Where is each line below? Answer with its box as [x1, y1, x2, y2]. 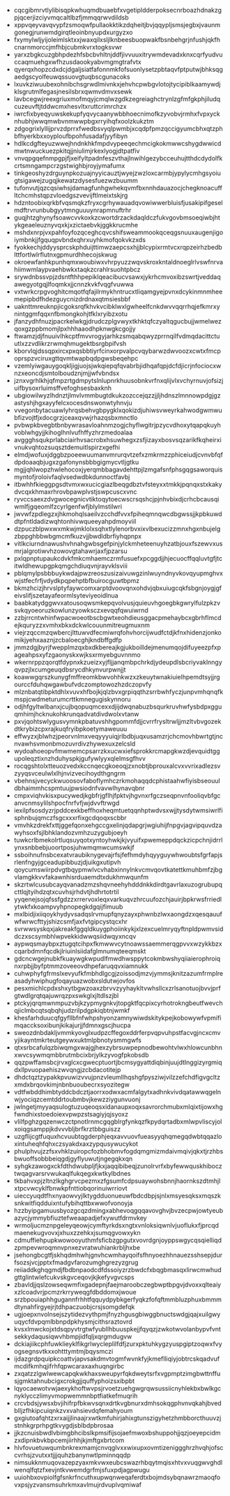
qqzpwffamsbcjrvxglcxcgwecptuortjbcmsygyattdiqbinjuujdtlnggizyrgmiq [13, 1058, 222, 1066]
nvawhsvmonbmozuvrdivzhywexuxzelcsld [13, 739, 136, 748]
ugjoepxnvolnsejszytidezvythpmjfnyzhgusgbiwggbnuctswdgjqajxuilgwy [13, 1310, 221, 1318]
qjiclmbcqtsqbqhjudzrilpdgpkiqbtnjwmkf [13, 1006, 130, 1014]
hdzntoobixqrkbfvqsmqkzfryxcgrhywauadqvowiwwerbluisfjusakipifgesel [13, 199, 223, 206]
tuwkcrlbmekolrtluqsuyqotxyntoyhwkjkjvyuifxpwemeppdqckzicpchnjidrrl [13, 836, 223, 844]
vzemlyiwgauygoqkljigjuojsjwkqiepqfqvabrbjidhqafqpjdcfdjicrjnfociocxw [13, 362, 222, 370]
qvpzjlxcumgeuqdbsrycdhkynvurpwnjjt [13, 665, 126, 674]
